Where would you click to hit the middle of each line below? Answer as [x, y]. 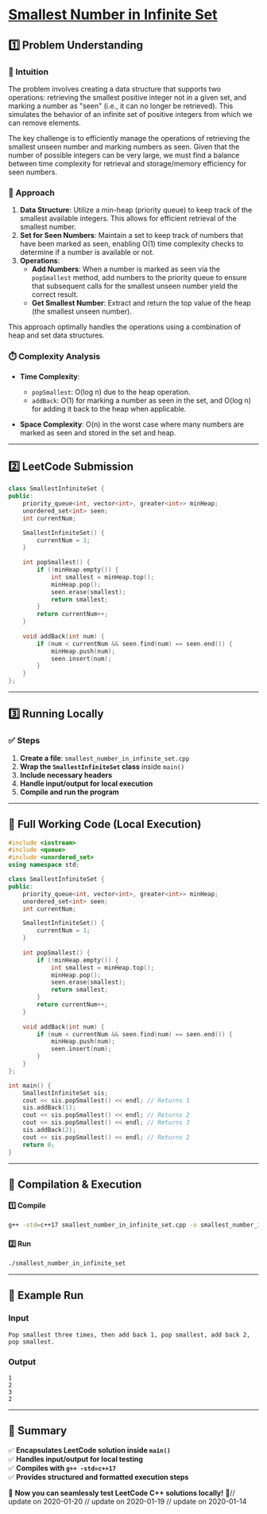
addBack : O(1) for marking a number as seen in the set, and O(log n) [141, 400]
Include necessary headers [66, 775]
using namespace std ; [44, 865]
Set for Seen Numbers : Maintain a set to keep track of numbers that [132, 236]
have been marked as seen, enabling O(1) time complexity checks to [132, 244]
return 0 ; [39, 1145]
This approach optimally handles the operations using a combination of [125, 327]
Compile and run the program [69, 792]
